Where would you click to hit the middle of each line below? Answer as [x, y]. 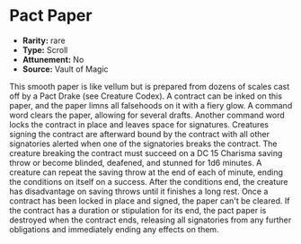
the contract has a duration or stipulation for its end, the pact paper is [138, 210]
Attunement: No [53, 59]
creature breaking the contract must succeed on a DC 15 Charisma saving [146, 152]
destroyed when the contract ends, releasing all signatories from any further [150, 220]
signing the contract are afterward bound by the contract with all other [139, 134]
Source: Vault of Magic [66, 69]
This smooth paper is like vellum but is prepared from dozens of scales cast [150, 86]
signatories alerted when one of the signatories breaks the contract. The [143, 144]
